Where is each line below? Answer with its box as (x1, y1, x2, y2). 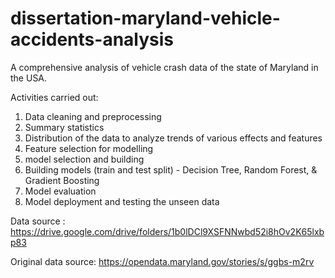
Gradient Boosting (24, 174, 100, 186)
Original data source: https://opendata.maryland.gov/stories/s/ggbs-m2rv (10, 255, 315, 267)
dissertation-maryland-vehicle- (10, 7, 281, 30)
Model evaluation (24, 185, 97, 197)
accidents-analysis (10, 28, 175, 51)
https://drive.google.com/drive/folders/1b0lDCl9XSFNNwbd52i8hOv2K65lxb (10, 225, 325, 237)
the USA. (10, 72, 48, 84)
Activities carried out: (10, 91, 99, 103)
